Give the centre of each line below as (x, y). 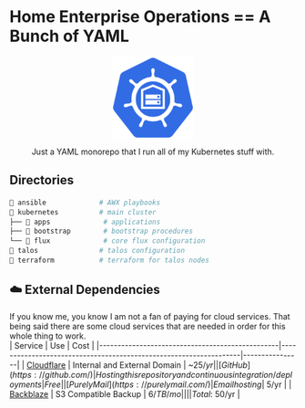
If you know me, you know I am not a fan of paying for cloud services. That (150, 316)
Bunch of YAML (69, 36)
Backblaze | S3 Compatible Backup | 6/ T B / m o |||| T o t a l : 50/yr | (125, 393)
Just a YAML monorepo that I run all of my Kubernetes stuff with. (153, 152)
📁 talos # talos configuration (97, 251)
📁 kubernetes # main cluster (83, 212)
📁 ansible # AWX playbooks (85, 203)
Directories (42, 180)
